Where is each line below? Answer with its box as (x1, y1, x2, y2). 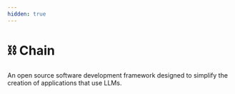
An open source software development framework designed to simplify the (7, 70, 229, 79)
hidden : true (7, 10, 46, 18)
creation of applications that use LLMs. (7, 78, 122, 87)
